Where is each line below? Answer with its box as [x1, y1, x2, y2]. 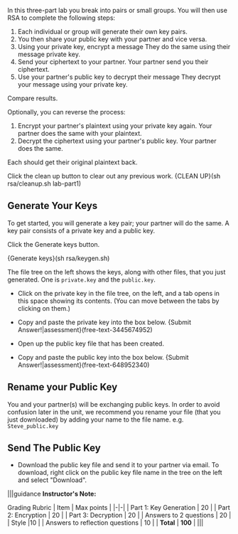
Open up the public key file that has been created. [17, 339, 165, 348]
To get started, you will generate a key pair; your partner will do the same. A [7, 218, 229, 227]
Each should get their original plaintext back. [7, 158, 138, 166]
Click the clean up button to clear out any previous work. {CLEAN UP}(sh [7, 172, 221, 180]
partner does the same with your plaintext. [17, 129, 142, 137]
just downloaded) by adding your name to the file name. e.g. [7, 415, 184, 424]
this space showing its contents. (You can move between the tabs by [17, 297, 220, 305]
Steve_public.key [7, 422, 59, 429]
